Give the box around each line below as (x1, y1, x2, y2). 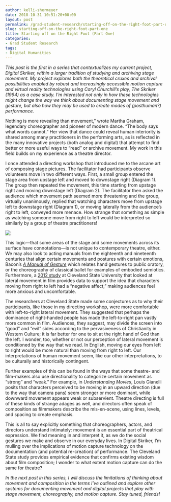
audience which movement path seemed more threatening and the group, (5, 193, 160, 199)
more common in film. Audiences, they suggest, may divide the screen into (5, 320, 162, 326)
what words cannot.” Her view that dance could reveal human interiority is (5, 128, 161, 134)
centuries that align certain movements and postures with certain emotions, (5, 256, 164, 262)
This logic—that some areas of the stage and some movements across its (5, 239, 159, 245)
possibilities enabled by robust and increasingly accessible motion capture (5, 80, 163, 87)
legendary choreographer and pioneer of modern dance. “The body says (5, 123, 159, 129)
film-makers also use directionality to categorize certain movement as (5, 373, 152, 379)
